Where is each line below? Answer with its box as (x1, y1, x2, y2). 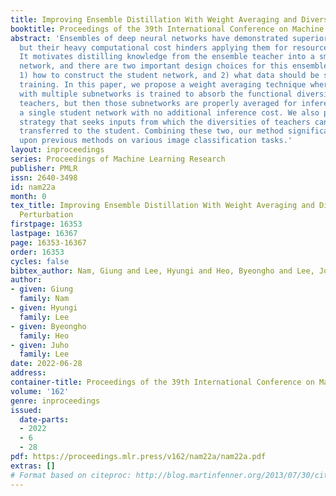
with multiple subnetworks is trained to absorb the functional (19, 89, 293, 99)
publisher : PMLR (10, 163, 78, 173)
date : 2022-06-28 (10, 359, 83, 369)
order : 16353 (10, 247, 65, 257)
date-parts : (19, 414, 70, 425)
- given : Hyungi (10, 303, 78, 313)
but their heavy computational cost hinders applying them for (19, 42, 288, 53)
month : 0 (10, 191, 47, 201)
